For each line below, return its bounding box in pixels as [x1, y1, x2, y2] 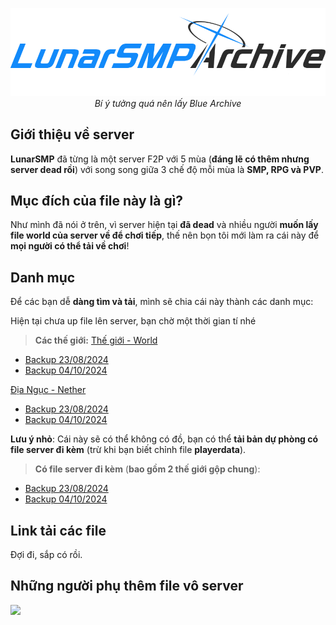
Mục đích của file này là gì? [10, 192, 184, 209]
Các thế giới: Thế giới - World [34, 334, 158, 347]
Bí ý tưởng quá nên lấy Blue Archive [94, 97, 242, 109]
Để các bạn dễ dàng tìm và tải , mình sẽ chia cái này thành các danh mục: [10, 296, 314, 308]
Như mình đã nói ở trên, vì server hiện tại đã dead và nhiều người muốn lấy [10, 219, 319, 231]
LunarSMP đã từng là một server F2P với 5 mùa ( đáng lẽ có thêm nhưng [10, 153, 310, 165]
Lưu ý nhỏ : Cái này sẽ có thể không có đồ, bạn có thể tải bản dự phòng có [10, 433, 319, 445]
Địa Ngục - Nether [10, 384, 87, 396]
